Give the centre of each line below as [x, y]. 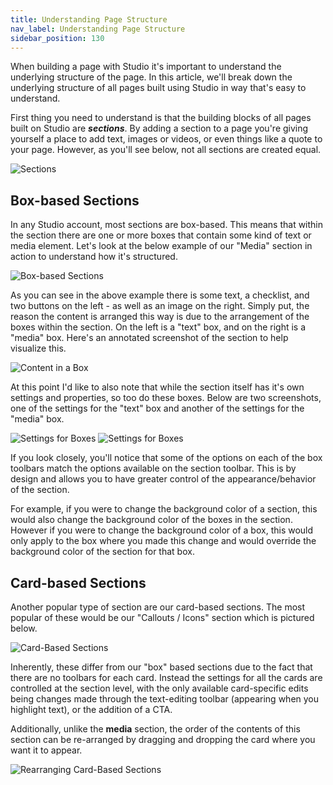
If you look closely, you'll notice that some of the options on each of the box [166, 458]
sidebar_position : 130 [57, 38]
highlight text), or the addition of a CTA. [91, 709]
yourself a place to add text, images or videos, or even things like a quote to [166, 139]
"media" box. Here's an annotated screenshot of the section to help [149, 338]
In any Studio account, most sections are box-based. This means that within [167, 225]
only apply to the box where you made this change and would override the [163, 541]
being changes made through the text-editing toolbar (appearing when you [165, 699]
